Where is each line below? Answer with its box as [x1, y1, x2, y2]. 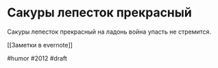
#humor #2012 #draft [7, 54, 67, 63]
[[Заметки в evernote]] [7, 41, 73, 49]
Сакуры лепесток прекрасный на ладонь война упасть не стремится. [7, 27, 211, 36]
